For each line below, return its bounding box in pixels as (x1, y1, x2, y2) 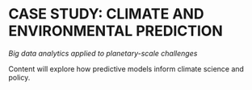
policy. (8, 72, 31, 82)
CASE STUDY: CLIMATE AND (8, 5, 204, 23)
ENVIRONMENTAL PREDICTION (8, 22, 224, 40)
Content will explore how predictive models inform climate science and (8, 63, 245, 73)
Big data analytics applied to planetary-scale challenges (8, 48, 198, 58)
